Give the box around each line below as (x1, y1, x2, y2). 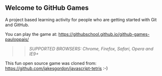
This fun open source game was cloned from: (5, 60, 97, 66)
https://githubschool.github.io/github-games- (58, 31, 150, 37)
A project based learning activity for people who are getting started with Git (5, 16, 157, 22)
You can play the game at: (5, 31, 58, 37)
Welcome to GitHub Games (5, 4, 89, 12)
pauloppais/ (5, 36, 29, 42)
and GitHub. (5, 22, 29, 28)
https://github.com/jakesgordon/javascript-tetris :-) (5, 65, 108, 71)
